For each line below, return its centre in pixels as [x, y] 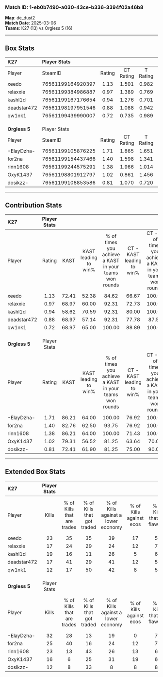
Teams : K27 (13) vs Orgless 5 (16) [39, 28]
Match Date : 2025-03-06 [31, 23]
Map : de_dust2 [20, 18]
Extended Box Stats [35, 472]
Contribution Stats [33, 205]
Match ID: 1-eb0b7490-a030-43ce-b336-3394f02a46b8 [74, 7]
